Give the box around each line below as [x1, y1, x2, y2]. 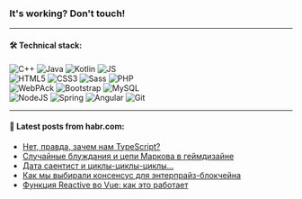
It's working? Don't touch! [9, 7, 126, 20]
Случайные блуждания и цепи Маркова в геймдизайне [22, 150, 235, 161]
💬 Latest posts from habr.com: [9, 121, 125, 132]
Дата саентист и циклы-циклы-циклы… [22, 160, 174, 171]
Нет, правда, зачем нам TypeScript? [22, 140, 161, 151]
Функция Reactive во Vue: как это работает [22, 179, 189, 190]
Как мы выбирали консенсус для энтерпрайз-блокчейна [22, 169, 241, 180]
